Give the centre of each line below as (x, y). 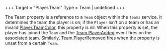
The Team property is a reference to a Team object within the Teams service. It (84, 17)
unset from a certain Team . (32, 43)
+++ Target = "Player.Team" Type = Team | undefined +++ (65, 8)
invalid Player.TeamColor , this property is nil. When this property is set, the (82, 27)
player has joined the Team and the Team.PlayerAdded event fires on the (78, 33)
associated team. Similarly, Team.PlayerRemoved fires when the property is (83, 38)
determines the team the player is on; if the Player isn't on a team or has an (82, 22)
